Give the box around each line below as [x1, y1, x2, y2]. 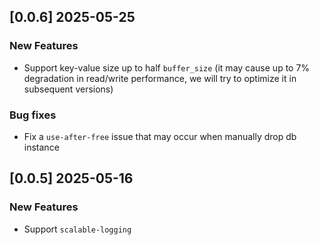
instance [23, 141, 60, 153]
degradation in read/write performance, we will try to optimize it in [23, 72, 297, 84]
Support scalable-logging [23, 223, 132, 235]
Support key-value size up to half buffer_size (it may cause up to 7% [23, 61, 311, 74]
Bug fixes [9, 108, 57, 122]
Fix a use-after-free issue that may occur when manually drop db [23, 130, 297, 142]
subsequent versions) [23, 83, 114, 95]
